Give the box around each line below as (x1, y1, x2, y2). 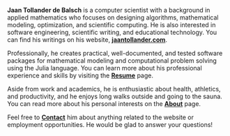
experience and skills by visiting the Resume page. (7, 71, 153, 80)
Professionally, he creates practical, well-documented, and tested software (7, 49, 223, 57)
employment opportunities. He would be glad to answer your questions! (7, 121, 213, 128)
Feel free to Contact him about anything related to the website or (7, 113, 194, 121)
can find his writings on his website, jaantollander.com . (7, 36, 167, 44)
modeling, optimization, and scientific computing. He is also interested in (7, 21, 216, 29)
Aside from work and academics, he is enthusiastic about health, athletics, (7, 85, 221, 93)
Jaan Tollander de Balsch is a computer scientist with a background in (7, 6, 210, 14)
